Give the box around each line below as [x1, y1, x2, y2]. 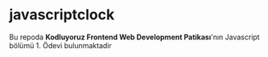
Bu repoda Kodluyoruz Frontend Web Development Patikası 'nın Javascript [9, 32, 260, 42]
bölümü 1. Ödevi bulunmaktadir [9, 40, 112, 50]
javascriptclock [9, 6, 115, 24]
